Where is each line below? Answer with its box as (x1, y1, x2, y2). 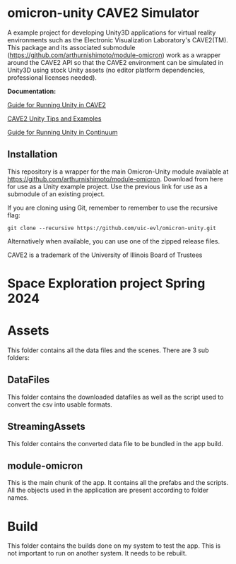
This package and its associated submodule (7, 43, 136, 52)
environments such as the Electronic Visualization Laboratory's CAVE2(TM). (7, 35, 228, 44)
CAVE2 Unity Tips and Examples (7, 114, 102, 123)
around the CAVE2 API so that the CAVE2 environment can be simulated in (7, 58, 224, 66)
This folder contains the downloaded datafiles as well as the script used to (7, 392, 224, 401)
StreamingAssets (7, 421, 86, 433)
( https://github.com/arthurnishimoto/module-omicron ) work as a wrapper (7, 51, 221, 59)
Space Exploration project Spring (7, 275, 206, 291)
